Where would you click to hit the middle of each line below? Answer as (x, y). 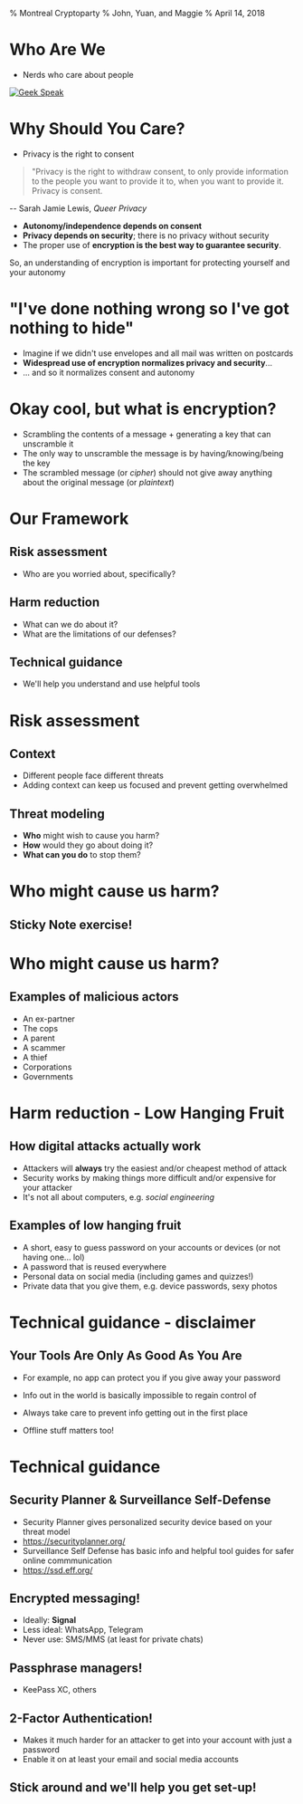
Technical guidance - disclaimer (133, 1322)
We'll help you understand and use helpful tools (111, 684)
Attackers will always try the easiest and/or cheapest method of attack (155, 1168)
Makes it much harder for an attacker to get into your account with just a (157, 1740)
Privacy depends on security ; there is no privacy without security (146, 235)
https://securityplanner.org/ (74, 1541)
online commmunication (67, 1560)
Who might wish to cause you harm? (91, 836)
